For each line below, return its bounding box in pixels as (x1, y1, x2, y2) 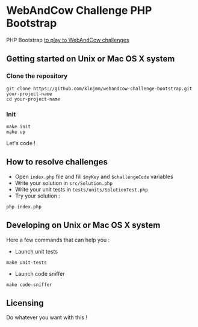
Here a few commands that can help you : (6, 236, 110, 243)
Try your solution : (14, 192, 60, 199)
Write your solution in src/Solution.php (14, 179, 113, 187)
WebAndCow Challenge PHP (6, 4, 152, 17)
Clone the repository (6, 72, 68, 80)
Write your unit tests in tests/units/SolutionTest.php (14, 185, 149, 193)
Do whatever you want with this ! (6, 314, 87, 321)
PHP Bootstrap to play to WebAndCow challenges (6, 36, 129, 43)
